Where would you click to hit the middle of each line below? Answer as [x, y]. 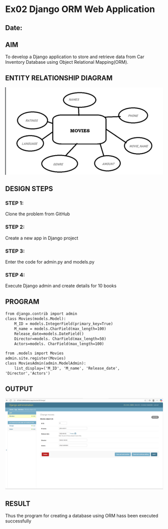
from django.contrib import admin [41, 314]
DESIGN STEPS [29, 189]
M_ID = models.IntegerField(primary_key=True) [64, 324]
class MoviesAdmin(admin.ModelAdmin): [46, 363]
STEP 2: [15, 227]
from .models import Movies [35, 353]
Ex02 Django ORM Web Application [80, 9]
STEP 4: [15, 275]
